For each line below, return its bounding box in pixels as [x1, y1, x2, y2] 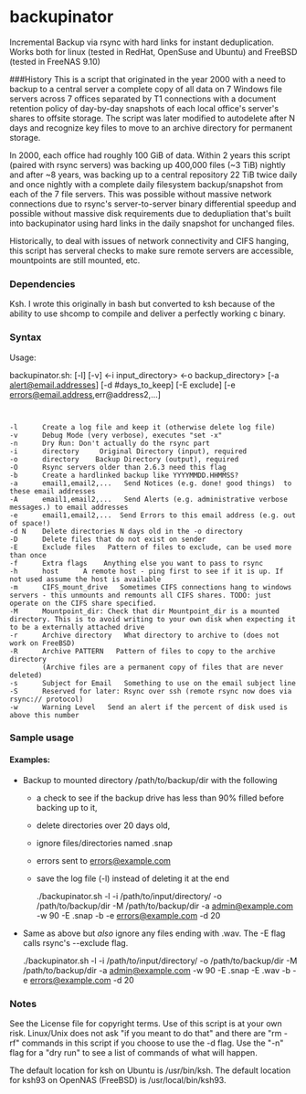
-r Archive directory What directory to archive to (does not [9, 631, 280, 640]
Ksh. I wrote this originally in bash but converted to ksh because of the [9, 299, 276, 310]
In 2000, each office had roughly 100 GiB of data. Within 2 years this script [9, 149, 290, 161]
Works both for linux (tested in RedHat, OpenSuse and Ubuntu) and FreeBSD [9, 46, 298, 57]
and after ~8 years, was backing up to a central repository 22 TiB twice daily [9, 169, 298, 180]
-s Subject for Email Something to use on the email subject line [9, 678, 297, 687]
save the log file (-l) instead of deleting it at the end [36, 873, 230, 884]
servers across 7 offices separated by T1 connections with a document [9, 93, 277, 104]
